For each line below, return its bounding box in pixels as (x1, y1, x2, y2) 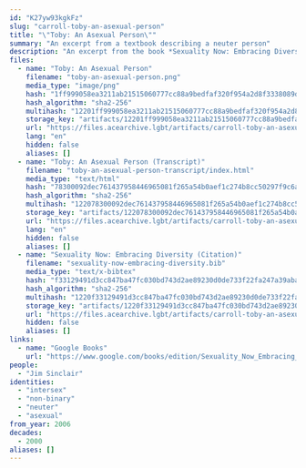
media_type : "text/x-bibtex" (25, 268, 137, 277)
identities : (9, 377, 55, 387)
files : (9, 56, 35, 65)
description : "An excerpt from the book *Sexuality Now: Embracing (9, 47, 271, 56)
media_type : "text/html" (25, 174, 120, 183)
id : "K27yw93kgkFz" (9, 13, 84, 23)
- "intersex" (17, 386, 67, 395)
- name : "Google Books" (17, 343, 107, 352)
